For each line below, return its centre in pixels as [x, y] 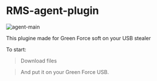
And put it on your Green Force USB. [65, 72]
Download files [39, 61]
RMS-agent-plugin [53, 11]
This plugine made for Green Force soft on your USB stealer [78, 38]
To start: [16, 49]
